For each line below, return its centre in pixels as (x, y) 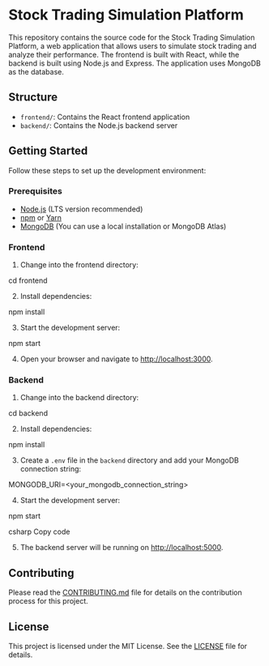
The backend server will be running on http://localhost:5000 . (122, 548)
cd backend (28, 413)
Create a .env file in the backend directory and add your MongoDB (129, 460)
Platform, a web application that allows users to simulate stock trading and (132, 45)
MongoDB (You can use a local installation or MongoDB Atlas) (123, 226)
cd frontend (28, 280)
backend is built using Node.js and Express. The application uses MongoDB (134, 63)
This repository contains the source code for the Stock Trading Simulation (132, 37)
